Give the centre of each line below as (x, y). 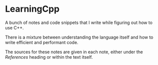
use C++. (14, 27)
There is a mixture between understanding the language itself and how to (79, 37)
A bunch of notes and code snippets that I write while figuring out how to (79, 22)
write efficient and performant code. (42, 42)
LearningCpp (32, 9)
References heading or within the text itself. (49, 57)
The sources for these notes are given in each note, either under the (74, 52)
